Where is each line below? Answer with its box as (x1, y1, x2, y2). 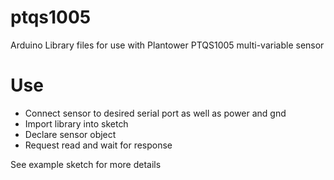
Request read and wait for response (24, 139, 173, 151)
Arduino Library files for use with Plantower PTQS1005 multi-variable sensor (10, 39, 325, 51)
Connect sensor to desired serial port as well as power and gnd (24, 107, 287, 119)
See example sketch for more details (10, 158, 162, 170)
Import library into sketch (24, 117, 129, 130)
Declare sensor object (24, 128, 117, 140)
